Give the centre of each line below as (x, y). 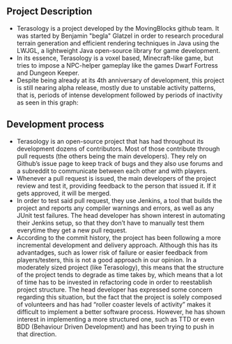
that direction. (37, 334)
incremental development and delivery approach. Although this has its (117, 245)
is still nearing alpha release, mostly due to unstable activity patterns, (116, 87)
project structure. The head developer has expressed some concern (115, 290)
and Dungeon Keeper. (48, 73)
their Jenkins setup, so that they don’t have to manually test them (110, 223)
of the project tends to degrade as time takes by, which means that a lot (120, 274)
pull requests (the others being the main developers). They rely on (111, 156)
